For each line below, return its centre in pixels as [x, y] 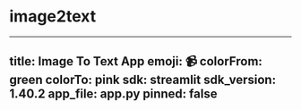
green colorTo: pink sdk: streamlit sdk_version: [142, 80]
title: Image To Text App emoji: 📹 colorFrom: [136, 61]
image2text [53, 17]
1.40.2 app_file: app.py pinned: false [113, 94]
